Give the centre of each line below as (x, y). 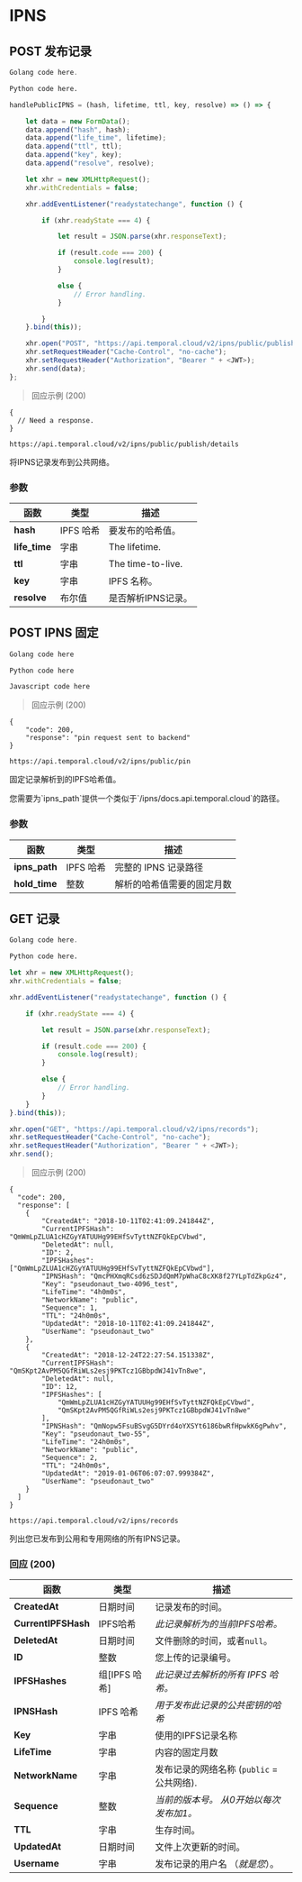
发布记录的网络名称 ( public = (217, 1769)
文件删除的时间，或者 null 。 (214, 1641)
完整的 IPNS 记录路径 (159, 867)
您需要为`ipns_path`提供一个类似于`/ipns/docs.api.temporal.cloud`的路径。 (147, 799)
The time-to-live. (146, 563)
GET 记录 (35, 919)
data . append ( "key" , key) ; (74, 155)
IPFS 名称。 (133, 580)
